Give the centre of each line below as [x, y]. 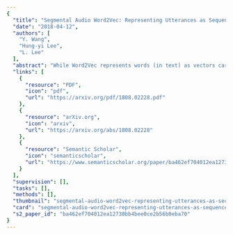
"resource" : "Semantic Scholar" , [73, 149]
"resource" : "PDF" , [53, 85]
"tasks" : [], [32, 188]
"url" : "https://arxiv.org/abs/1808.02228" [89, 130]
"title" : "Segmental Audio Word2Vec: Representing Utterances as [110, 20]
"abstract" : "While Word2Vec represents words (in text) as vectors [114, 65]
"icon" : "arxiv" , [50, 123]
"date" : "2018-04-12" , [46, 26]
